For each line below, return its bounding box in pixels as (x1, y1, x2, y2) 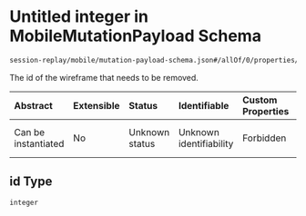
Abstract (14, 99, 53, 112)
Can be (14, 125, 46, 138)
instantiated (14, 137, 65, 150)
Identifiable (178, 99, 229, 112)
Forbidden (242, 132, 287, 144)
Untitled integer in (9, 6, 148, 27)
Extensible (72, 99, 120, 112)
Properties (242, 104, 290, 117)
